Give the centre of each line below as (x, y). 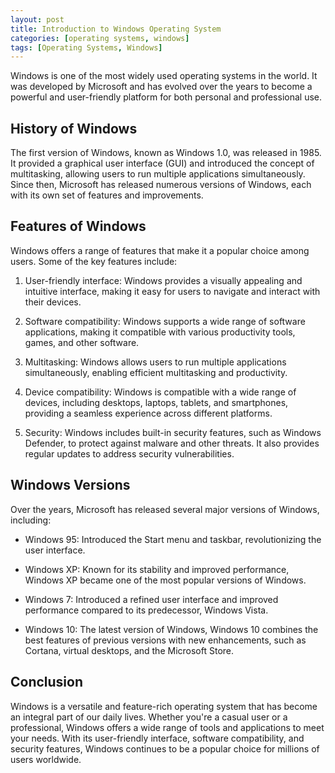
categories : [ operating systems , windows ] (100, 38)
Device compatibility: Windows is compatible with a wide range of (160, 392)
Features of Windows (78, 226)
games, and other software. (82, 342)
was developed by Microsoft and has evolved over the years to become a (161, 87)
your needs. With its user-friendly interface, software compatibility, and (157, 738)
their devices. (53, 302)
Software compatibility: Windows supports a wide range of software (165, 321)
